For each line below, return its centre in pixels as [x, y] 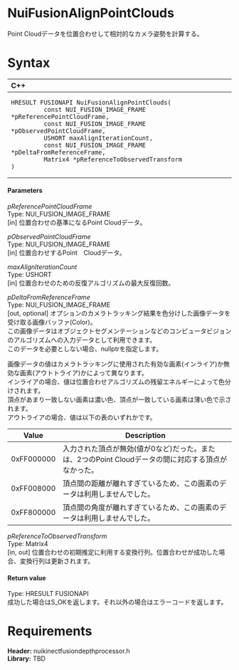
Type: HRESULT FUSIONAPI [48, 594]
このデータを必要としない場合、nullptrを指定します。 [85, 349]
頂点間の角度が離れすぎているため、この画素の [141, 508]
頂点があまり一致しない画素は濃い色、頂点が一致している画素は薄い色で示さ [119, 399]
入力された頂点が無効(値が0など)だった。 [132, 449]
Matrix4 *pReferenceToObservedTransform [113, 159]
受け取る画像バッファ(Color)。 [52, 323]
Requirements [50, 631]
